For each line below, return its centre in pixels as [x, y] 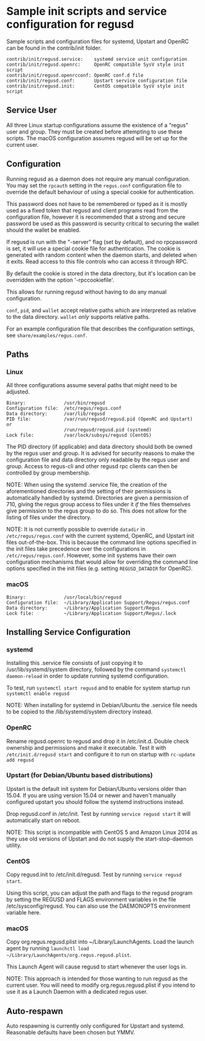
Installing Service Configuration [69, 632]
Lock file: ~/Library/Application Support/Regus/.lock [91, 613]
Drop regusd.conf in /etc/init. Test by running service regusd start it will [99, 814]
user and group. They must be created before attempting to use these [94, 132]
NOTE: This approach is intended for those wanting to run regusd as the [97, 979]
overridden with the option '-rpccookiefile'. [60, 280]
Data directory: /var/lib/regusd [56, 414]
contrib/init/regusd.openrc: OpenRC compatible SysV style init [95, 65]
